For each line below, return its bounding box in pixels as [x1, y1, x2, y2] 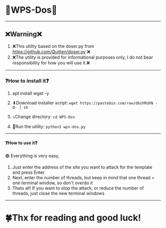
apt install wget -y [12, 91, 49, 97]
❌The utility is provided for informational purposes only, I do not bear [12, 54, 153, 60]
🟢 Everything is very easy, [5, 153, 60, 159]
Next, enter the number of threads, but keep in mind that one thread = [12, 175, 155, 181]
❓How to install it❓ [5, 77, 49, 84]
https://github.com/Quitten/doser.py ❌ [12, 49, 90, 55]
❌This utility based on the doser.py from [12, 43, 95, 49]
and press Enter [12, 169, 45, 175]
